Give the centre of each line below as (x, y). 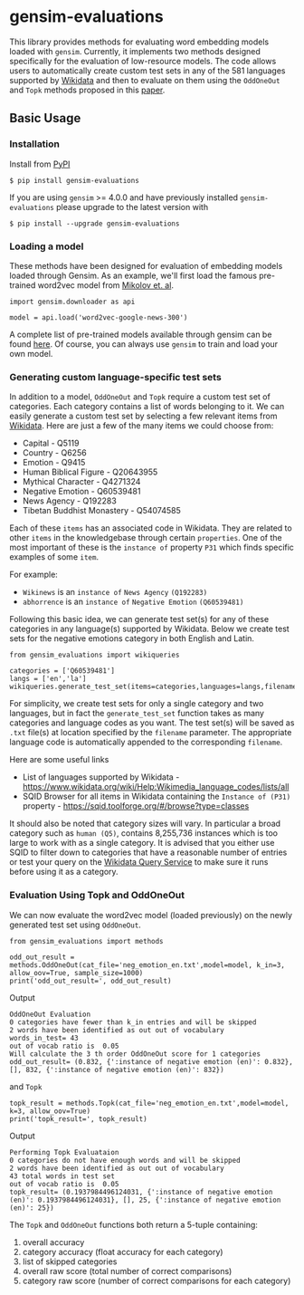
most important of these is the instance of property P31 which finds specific (152, 547)
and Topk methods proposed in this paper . (87, 90)
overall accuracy (53, 1242)
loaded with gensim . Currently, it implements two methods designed (135, 51)
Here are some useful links (59, 760)
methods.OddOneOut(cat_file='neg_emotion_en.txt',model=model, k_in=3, (147, 965)
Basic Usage (45, 118)
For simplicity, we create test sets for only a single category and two (137, 704)
